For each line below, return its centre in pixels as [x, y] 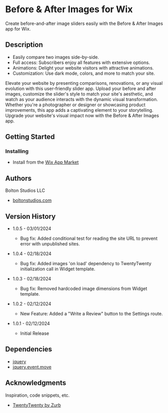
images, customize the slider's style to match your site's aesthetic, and [79, 94]
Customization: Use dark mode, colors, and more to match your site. [84, 73]
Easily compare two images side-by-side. [56, 57]
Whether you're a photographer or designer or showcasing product [75, 105]
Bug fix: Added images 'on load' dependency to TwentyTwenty [86, 264]
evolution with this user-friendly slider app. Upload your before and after [81, 88]
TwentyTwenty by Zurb [37, 405]
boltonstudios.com [32, 200]
